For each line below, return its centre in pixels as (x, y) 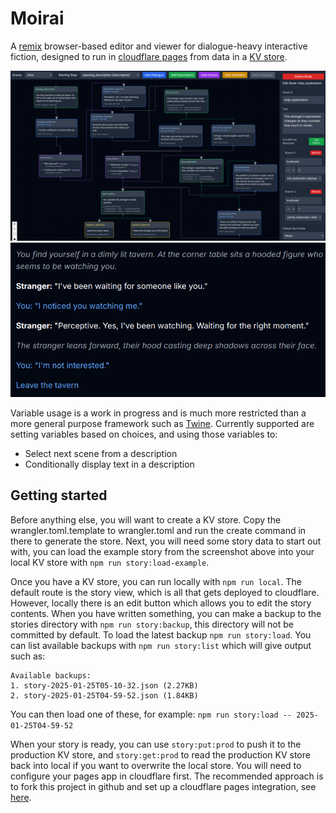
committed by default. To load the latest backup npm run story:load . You (161, 634)
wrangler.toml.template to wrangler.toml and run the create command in (158, 530)
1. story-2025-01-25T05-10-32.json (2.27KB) (104, 685)
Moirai (37, 18)
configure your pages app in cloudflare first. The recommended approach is (167, 776)
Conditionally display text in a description (109, 464)
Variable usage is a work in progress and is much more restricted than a (158, 413)
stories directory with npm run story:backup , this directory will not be (152, 624)
